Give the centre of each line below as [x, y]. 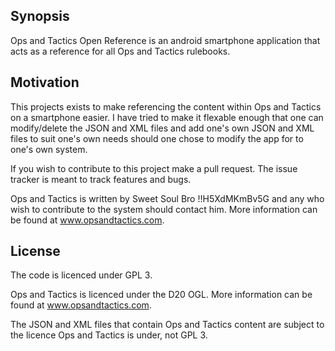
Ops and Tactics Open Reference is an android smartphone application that [165, 40]
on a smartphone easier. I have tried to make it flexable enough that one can [167, 117]
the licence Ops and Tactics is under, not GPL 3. [109, 335]
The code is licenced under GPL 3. [81, 275]
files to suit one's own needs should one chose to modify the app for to [157, 138]
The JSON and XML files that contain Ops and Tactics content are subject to [167, 325]
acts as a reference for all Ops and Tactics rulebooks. [120, 51]
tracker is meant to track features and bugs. [101, 179]
